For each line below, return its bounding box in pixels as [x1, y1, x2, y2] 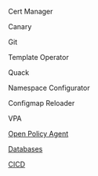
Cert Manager [8, 7, 53, 16]
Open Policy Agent [8, 129, 69, 138]
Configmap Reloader [8, 99, 75, 107]
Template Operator [8, 53, 69, 62]
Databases [8, 144, 43, 153]
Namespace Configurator [8, 83, 90, 92]
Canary [8, 22, 32, 31]
